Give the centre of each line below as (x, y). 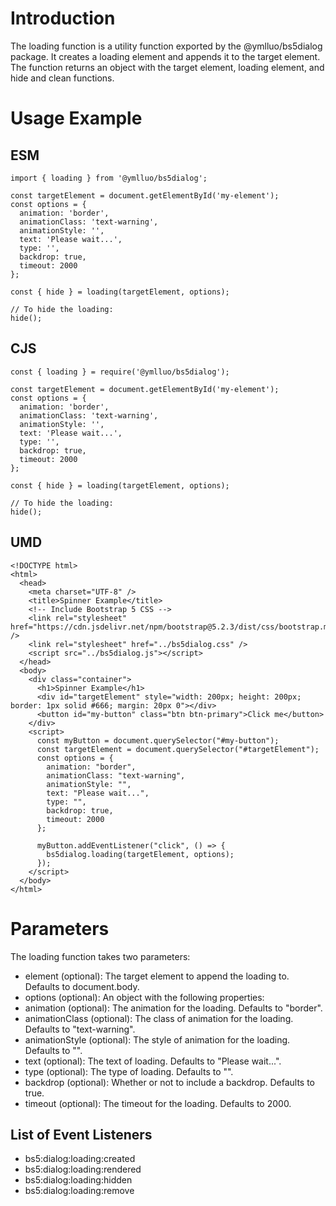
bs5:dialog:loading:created (80, 1159)
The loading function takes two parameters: (100, 956)
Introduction (63, 18)
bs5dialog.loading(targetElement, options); (140, 854)
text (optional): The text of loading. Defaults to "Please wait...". (153, 1061)
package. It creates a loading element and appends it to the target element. (165, 56)
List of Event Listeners (81, 1134)
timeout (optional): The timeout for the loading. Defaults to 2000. (158, 1103)
